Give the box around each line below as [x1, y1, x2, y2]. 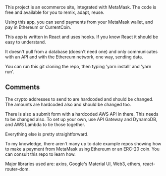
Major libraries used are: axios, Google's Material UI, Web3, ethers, [5, 161, 142, 167]
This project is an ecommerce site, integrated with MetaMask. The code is [5, 4, 157, 10]
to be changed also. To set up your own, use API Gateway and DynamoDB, [5, 116, 158, 122]
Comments [5, 83, 40, 91]
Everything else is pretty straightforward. [5, 131, 89, 137]
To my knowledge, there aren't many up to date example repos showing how [5, 140, 162, 146]
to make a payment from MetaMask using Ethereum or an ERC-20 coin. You [5, 146, 160, 152]
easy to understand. [5, 39, 46, 45]
